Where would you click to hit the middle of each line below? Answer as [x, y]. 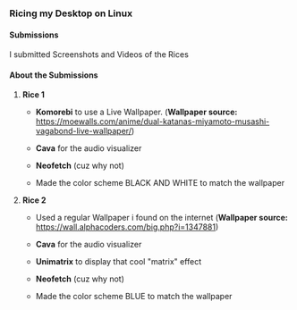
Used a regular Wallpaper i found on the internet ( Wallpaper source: [162, 218]
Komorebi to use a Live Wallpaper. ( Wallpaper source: [136, 112]
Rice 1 [33, 95]
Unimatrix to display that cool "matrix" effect [119, 262]
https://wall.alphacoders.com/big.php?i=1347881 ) [127, 227]
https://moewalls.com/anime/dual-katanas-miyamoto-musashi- [153, 121]
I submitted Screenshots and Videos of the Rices [99, 54]
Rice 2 [34, 200]
